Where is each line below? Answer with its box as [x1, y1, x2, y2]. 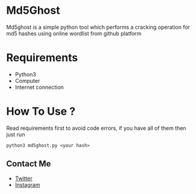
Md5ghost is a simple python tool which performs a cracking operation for [6, 23, 191, 31]
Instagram [14, 181, 40, 188]
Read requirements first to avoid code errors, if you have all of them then [6, 124, 186, 132]
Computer [14, 77, 40, 84]
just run [6, 130, 25, 138]
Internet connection [14, 83, 64, 91]
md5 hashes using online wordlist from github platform [6, 29, 142, 37]
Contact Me [6, 159, 51, 169]
